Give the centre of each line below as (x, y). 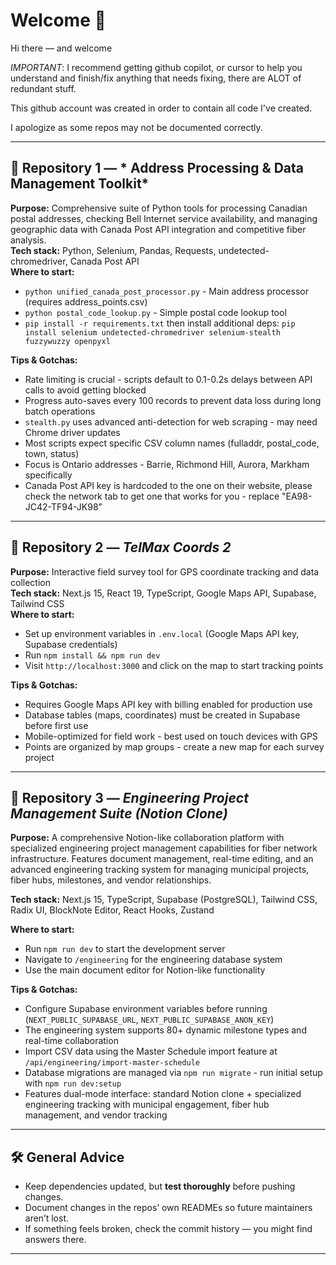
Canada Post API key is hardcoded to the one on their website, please (168, 485)
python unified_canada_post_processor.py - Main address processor (166, 291)
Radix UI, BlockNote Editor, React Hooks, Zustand (112, 910)
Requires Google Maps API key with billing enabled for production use (168, 704)
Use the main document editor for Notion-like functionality (145, 970)
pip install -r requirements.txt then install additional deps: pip (160, 323)
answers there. (55, 1240)
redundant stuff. (43, 88)
